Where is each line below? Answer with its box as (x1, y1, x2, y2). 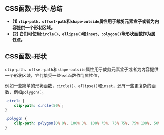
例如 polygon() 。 (13, 89, 46, 95)
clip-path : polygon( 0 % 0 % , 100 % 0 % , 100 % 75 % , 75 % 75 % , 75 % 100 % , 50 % (14, 121, 161, 126)
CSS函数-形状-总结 (5, 4, 63, 13)
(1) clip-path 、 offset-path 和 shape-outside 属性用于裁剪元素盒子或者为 (12, 19, 155, 24)
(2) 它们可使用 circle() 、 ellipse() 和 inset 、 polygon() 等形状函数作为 (12, 31, 151, 37)
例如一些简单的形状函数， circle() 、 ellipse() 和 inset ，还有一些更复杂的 (5, 82, 152, 89)
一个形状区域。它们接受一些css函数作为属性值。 (5, 72, 102, 78)
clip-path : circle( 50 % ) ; (14, 103, 64, 108)
